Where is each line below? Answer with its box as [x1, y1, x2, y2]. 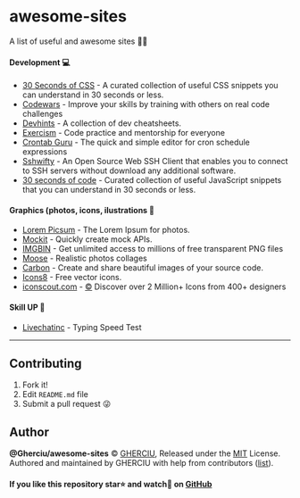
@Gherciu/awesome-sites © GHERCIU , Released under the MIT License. [9, 448, 281, 459]
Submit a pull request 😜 [21, 399, 112, 410]
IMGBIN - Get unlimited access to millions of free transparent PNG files [21, 244, 284, 254]
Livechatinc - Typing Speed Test [21, 321, 142, 332]
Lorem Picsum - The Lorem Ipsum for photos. [21, 225, 190, 236]
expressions [21, 146, 68, 157]
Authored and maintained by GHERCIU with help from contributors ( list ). [9, 458, 274, 469]
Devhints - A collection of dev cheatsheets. [21, 118, 181, 129]
